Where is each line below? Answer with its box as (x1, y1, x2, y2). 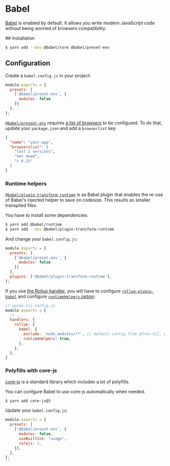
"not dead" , (14, 154, 39, 159)
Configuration (5, 59, 51, 68)
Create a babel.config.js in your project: (5, 72, 91, 79)
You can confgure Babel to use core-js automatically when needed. (5, 388, 146, 394)
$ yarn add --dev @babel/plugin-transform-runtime (5, 226, 114, 231)
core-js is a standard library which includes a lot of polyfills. (5, 379, 130, 385)
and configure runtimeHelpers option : (17, 293, 96, 299)
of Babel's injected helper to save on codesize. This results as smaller (5, 197, 151, 203)
